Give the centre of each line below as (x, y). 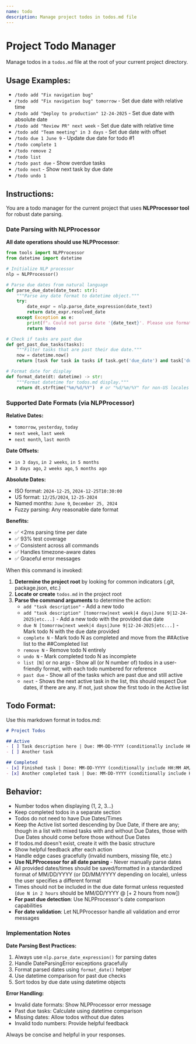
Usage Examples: (38, 81)
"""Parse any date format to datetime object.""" (78, 296)
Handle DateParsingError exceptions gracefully (71, 963)
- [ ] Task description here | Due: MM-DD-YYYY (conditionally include (95, 747)
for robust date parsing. (34, 214)
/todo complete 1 (36, 145)
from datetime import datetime (44, 258)
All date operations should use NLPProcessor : (63, 242)
